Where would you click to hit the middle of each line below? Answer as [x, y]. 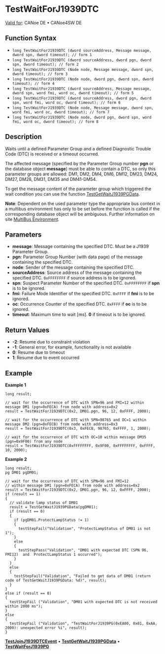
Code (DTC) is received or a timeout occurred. [52, 154]
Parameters [23, 234]
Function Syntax [31, 38]
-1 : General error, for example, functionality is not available [72, 347]
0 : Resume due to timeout [38, 352]
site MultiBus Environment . [32, 219]
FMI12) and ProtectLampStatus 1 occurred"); [54, 554]
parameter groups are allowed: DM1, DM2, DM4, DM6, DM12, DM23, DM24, [82, 174]
